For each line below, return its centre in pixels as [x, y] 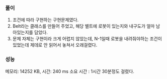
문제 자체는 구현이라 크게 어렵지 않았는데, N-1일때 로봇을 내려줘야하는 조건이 [87, 39]
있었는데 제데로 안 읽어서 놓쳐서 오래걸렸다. [55, 45]
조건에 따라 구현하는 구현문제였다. [46, 20]
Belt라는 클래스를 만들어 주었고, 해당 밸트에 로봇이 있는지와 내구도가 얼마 [83, 26]
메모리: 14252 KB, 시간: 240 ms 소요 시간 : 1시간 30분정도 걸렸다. [70, 71]
